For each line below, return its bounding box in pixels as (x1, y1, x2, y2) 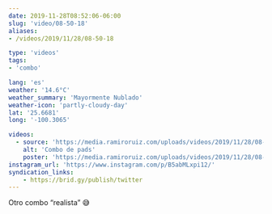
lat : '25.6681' (8, 108, 60, 117)
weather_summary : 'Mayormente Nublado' (8, 94, 143, 102)
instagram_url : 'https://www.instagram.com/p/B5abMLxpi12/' (8, 161, 216, 169)
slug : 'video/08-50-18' (8, 19, 89, 27)
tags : (8, 57, 27, 65)
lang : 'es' (8, 78, 45, 86)
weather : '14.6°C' (8, 86, 70, 94)
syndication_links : (8, 168, 74, 176)
